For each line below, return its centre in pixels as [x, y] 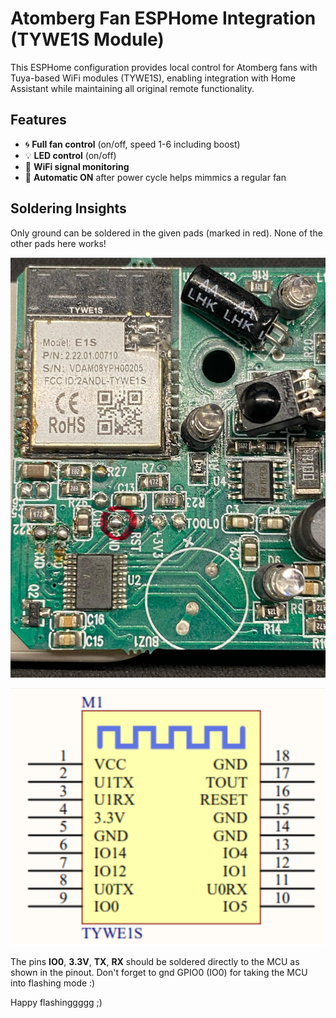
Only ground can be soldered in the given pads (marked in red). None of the [166, 233]
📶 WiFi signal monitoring [77, 166]
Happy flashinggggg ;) [56, 1003]
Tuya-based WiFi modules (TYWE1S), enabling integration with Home [153, 78]
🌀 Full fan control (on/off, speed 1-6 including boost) [132, 144]
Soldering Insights [68, 208]
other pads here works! [58, 243]
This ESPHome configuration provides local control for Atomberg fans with [164, 67]
